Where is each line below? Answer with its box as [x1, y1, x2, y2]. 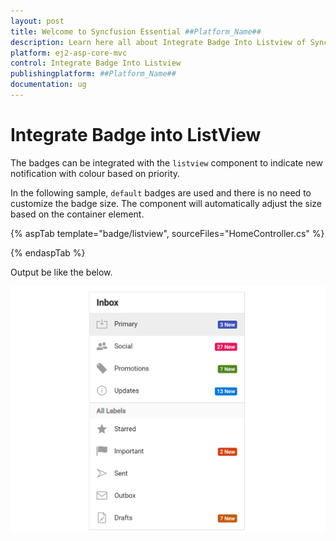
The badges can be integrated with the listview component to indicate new [10, 156, 323, 169]
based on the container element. [10, 208, 145, 220]
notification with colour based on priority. [10, 167, 181, 179]
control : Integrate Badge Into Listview [10, 58, 182, 69]
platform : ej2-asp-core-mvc [10, 48, 128, 58]
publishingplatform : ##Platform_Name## [10, 69, 177, 79]
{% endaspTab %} [10, 246, 86, 259]
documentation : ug [10, 80, 87, 90]
